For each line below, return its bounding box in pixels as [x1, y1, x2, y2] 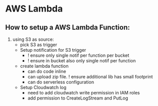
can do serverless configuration [27, 79, 94, 85]
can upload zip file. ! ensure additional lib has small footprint [27, 74, 153, 79]
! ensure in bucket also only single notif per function [27, 58, 136, 63]
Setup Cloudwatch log [20, 84, 67, 90]
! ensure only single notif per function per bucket [27, 52, 130, 58]
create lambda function [20, 63, 69, 69]
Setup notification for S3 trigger [20, 47, 86, 53]
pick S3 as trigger [20, 42, 57, 48]
